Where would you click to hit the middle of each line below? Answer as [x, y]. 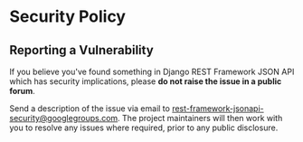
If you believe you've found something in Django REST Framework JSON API [152, 71]
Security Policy [68, 17]
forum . [23, 91]
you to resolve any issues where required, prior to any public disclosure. [144, 128]
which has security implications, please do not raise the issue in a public [146, 81]
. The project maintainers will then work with [200, 118]
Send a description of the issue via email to [90, 109]
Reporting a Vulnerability [81, 50]
